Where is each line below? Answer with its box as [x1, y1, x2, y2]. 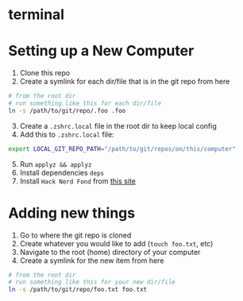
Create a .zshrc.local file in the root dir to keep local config [19, 121, 217, 130]
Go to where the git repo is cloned [19, 230, 132, 240]
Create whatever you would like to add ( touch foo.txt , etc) [19, 238, 214, 248]
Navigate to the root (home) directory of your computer [19, 247, 201, 257]
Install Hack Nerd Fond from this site [19, 176, 137, 186]
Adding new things [8, 204, 136, 222]
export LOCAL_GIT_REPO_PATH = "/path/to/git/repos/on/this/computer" [8, 145, 237, 152]
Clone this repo [19, 68, 70, 78]
